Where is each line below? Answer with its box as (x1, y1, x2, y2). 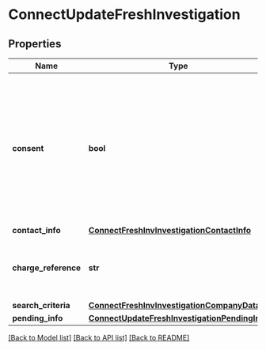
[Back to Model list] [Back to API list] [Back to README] (8, 333, 190, 342)
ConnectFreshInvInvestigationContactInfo (88, 225, 252, 235)
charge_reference (12, 262, 82, 273)
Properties (8, 37, 62, 51)
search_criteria (12, 300, 70, 310)
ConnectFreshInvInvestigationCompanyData (88, 300, 260, 310)
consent (12, 143, 44, 153)
